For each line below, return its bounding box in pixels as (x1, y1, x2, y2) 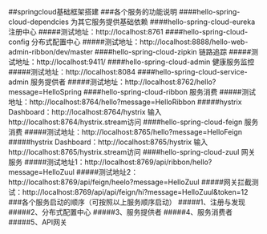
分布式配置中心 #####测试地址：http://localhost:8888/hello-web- (30, 37, 249, 46)
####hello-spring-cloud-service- (137, 67, 248, 76)
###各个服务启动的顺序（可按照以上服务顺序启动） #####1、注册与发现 (8, 197, 246, 207)
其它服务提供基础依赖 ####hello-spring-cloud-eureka (77, 17, 256, 26)
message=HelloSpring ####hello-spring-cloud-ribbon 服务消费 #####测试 (8, 87, 257, 96)
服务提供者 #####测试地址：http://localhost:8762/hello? (30, 77, 216, 87)
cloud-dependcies (8, 17, 70, 26)
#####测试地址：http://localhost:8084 (8, 67, 136, 76)
